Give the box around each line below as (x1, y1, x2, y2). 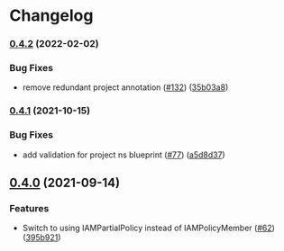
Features (9, 202, 50, 214)
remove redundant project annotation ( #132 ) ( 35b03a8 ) (22, 82, 229, 93)
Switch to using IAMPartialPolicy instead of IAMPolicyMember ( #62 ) (22, 222, 275, 234)
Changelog (9, 5, 94, 26)
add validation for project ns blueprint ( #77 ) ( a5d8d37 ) (22, 149, 225, 160)
